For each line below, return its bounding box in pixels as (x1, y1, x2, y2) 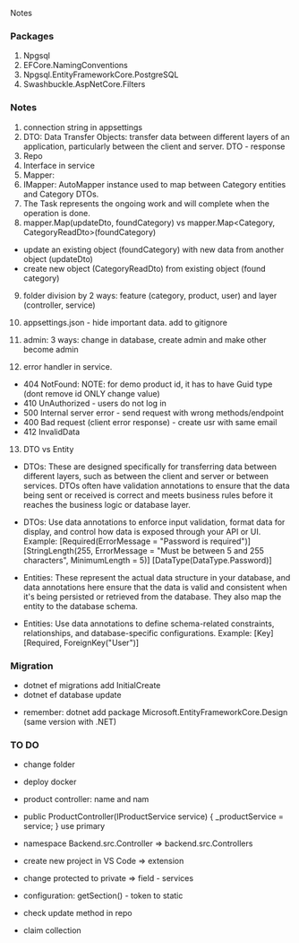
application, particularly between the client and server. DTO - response (22, 141, 286, 152)
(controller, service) (22, 300, 97, 310)
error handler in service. (22, 361, 113, 371)
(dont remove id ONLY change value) (22, 388, 160, 398)
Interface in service (22, 160, 95, 170)
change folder (22, 759, 75, 770)
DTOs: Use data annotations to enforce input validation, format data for (22, 516, 286, 528)
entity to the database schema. (22, 600, 138, 611)
